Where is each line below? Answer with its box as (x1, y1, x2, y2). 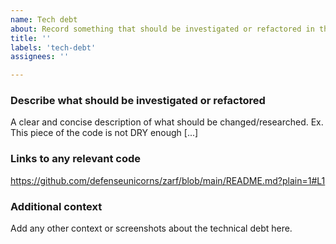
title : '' (10, 33, 52, 43)
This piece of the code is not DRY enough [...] (10, 127, 199, 139)
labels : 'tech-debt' (10, 42, 97, 53)
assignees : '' (10, 52, 70, 62)
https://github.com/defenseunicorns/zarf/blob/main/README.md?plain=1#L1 (10, 174, 326, 186)
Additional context (10, 199, 103, 213)
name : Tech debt (10, 14, 78, 25)
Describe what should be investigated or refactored (10, 94, 266, 108)
